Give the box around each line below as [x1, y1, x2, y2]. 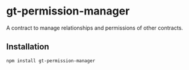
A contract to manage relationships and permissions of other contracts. [6, 24, 184, 31]
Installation [6, 42, 49, 52]
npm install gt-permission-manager [6, 57, 96, 64]
